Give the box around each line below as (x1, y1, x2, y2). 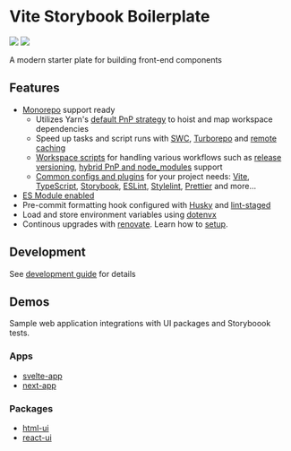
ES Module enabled (21, 190, 95, 201)
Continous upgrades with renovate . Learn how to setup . (21, 218, 228, 230)
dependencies (35, 123, 90, 134)
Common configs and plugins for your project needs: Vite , (35, 170, 251, 181)
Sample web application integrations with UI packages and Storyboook (9, 318, 271, 329)
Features (9, 81, 60, 96)
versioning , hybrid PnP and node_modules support (35, 161, 223, 172)
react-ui (21, 432, 52, 443)
